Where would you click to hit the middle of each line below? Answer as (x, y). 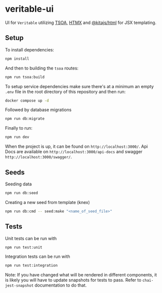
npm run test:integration (31, 266)
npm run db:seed (21, 193)
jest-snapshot (20, 286)
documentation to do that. (61, 285)
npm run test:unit (24, 247)
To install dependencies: (30, 49)
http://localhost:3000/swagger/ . (39, 157)
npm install (17, 59)
